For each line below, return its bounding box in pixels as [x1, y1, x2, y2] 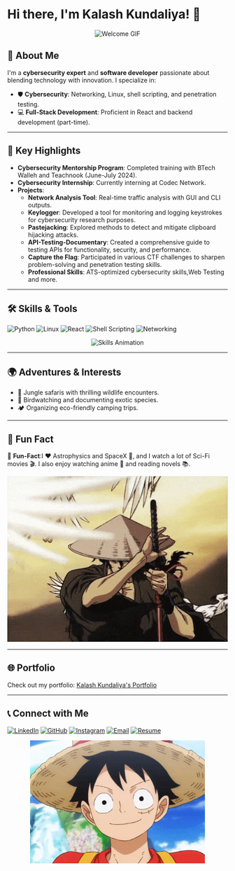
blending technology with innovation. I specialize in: [7, 76, 157, 84]
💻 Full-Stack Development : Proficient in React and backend [17, 108, 193, 116]
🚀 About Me [7, 50, 59, 62]
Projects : [17, 186, 45, 194]
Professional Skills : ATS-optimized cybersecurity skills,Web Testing [27, 268, 225, 276]
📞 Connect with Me [7, 708, 89, 720]
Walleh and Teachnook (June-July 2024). [17, 171, 138, 179]
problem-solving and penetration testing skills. [27, 260, 162, 268]
